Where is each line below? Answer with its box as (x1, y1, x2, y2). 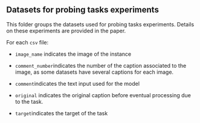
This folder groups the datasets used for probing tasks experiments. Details (6, 20, 195, 28)
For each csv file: (6, 38, 49, 46)
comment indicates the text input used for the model (15, 80, 140, 87)
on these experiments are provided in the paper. (6, 27, 126, 34)
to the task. (15, 98, 44, 105)
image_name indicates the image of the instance (15, 50, 132, 58)
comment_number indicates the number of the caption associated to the (15, 62, 187, 69)
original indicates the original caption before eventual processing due (15, 91, 192, 98)
